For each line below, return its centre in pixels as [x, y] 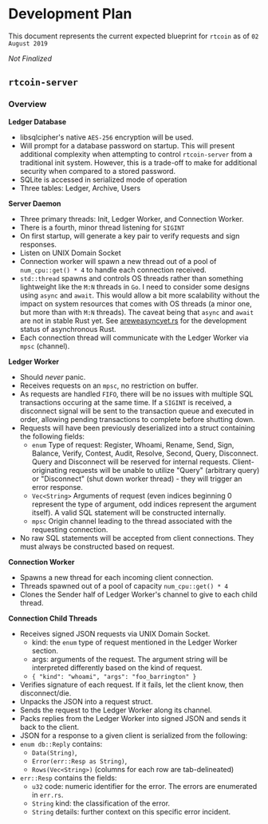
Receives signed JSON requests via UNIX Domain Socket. [115, 633]
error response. [57, 487]
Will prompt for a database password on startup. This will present [127, 145]
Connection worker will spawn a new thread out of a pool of [118, 261]
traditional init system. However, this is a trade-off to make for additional [138, 162]
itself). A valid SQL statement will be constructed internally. [128, 512]
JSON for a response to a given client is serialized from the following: [134, 735]
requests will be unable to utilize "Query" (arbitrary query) [164, 470]
